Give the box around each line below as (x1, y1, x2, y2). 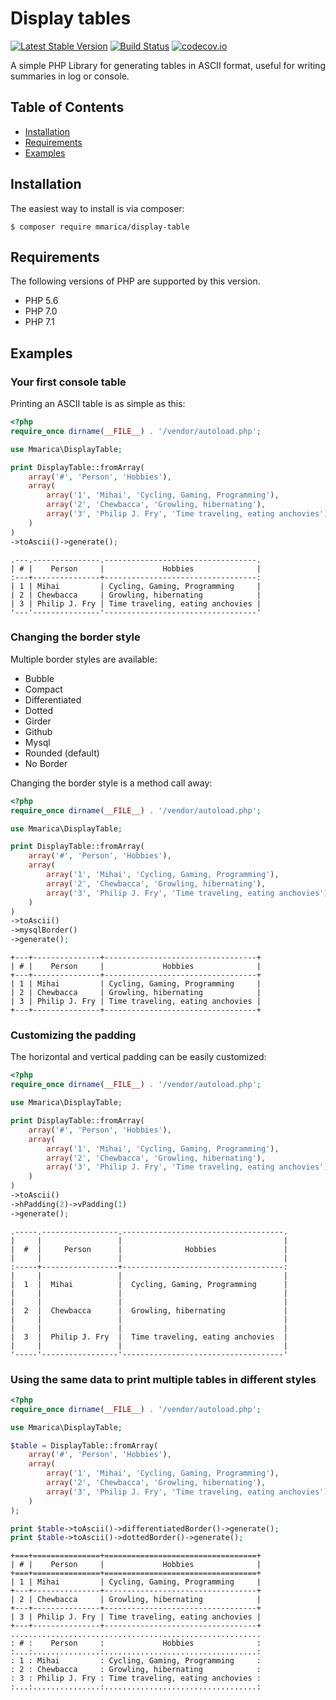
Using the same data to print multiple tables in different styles (10, 1372, 317, 1386)
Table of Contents (10, 99, 125, 116)
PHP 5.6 (24, 295, 59, 307)
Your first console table (10, 375, 127, 389)
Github (24, 725, 53, 737)
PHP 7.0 (24, 305, 58, 317)
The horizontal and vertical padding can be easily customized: (10, 1051, 267, 1063)
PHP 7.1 (24, 316, 55, 328)
